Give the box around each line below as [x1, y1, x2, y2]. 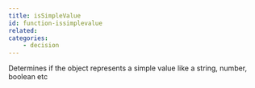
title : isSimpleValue [8, 11, 82, 20]
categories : [8, 34, 48, 42]
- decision [23, 42, 60, 50]
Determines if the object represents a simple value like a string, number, [8, 63, 248, 73]
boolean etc [8, 72, 48, 82]
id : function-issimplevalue [8, 19, 103, 27]
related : [8, 26, 38, 34]
